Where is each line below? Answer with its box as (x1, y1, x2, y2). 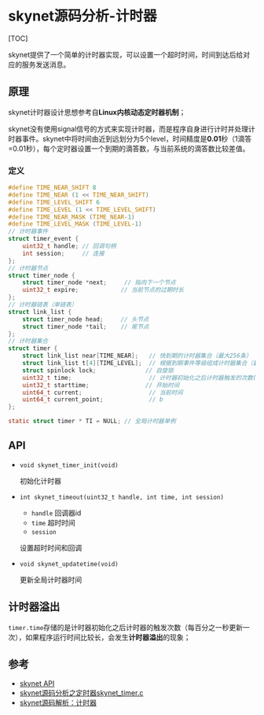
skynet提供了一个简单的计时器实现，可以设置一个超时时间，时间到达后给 (8, 50, 244, 59)
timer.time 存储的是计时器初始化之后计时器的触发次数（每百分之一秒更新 (8, 622, 244, 632)
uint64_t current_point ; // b (22, 396, 163, 404)
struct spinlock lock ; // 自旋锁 (22, 367, 174, 374)
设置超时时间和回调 (19, 543, 82, 552)
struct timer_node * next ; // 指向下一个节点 (22, 278, 176, 287)
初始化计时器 (19, 476, 61, 485)
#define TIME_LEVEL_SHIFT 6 (8, 198, 101, 206)
